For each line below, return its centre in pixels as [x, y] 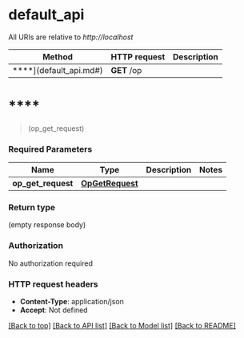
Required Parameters [50, 149]
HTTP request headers [53, 284]
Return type [32, 208]
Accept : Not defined [54, 310]
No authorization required [51, 263]
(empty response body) [47, 225]
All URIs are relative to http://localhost [71, 37]
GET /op [126, 70]
